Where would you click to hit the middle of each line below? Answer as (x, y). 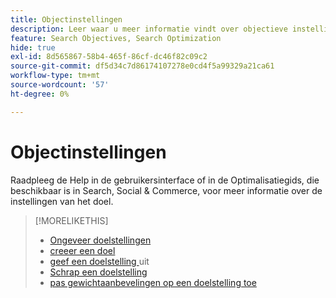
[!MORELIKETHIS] (71, 220)
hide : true (33, 47)
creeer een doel (82, 250)
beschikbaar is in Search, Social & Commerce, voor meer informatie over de (166, 190)
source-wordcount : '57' (60, 85)
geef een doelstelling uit (99, 261)
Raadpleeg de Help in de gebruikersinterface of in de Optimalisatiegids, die (165, 180)
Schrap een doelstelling (98, 272)
